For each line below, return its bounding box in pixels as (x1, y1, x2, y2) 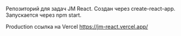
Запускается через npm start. (5, 11, 82, 19)
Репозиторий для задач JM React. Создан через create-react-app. (5, 5, 176, 12)
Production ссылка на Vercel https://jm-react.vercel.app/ (5, 23, 148, 30)
